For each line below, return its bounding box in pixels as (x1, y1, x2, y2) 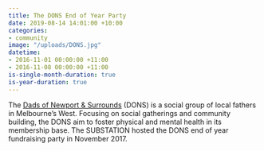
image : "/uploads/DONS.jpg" (8, 41, 102, 49)
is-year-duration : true (8, 78, 88, 86)
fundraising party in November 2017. (8, 134, 128, 143)
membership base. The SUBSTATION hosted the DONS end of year (8, 125, 229, 135)
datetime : (8, 48, 41, 56)
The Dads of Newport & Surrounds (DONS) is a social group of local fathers (8, 100, 257, 110)
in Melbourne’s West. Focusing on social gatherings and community (8, 108, 231, 118)
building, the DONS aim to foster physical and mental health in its (8, 117, 222, 126)
